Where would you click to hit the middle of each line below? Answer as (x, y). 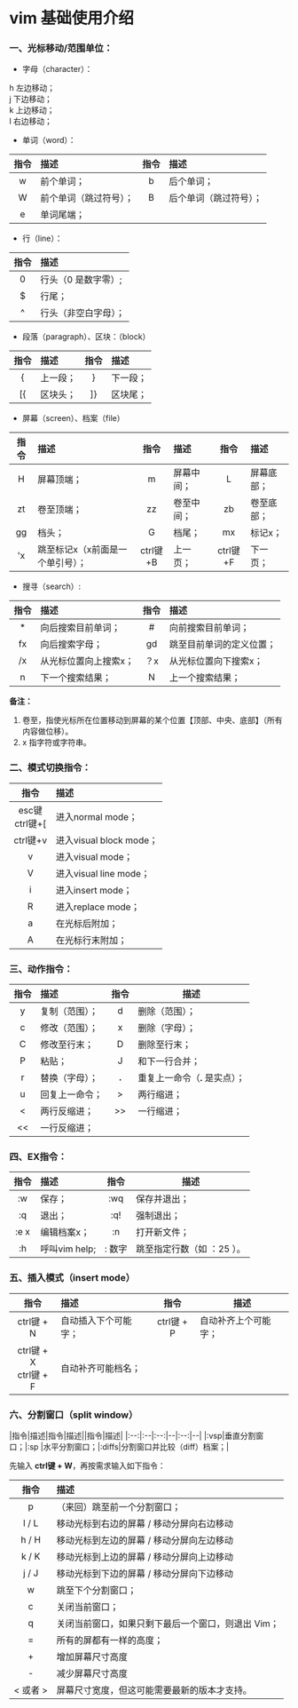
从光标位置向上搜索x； (87, 661)
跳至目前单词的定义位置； (223, 645)
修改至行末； (67, 1045)
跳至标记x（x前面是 (78, 550)
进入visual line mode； (103, 873)
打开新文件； (163, 1233)
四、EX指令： (38, 1157)
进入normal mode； (97, 816)
